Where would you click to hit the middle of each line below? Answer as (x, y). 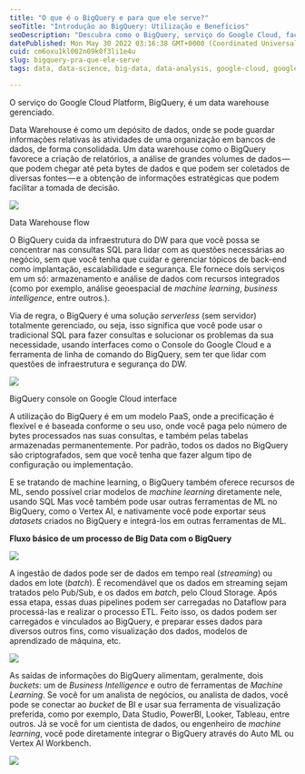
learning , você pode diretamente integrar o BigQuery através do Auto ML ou (152, 733)
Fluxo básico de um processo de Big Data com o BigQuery (121, 538)
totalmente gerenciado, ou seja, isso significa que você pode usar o (136, 325)
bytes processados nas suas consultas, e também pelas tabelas (129, 435)
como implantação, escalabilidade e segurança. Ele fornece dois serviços (148, 268)
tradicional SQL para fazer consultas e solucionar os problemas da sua (142, 335)
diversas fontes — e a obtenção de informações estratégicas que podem (144, 177)
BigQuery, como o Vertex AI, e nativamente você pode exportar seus (138, 511)
